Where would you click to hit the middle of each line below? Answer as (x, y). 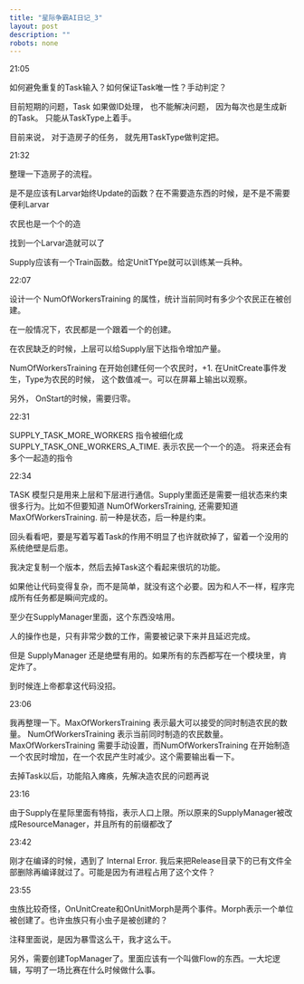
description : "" (40, 34)
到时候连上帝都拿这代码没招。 (65, 686)
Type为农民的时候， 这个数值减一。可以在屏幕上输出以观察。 (138, 379)
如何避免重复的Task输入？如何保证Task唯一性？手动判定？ (118, 88)
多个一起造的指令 (41, 458)
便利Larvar (29, 205)
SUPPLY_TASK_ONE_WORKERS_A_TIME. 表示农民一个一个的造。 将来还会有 (151, 447)
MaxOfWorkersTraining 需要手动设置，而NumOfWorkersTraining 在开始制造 (150, 745)
